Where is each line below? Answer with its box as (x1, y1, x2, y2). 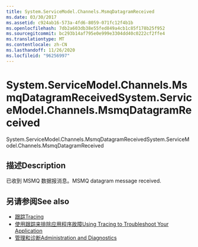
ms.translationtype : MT (6, 36, 65, 42)
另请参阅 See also (6, 196, 70, 206)
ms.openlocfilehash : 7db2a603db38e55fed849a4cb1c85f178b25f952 (6, 25, 165, 31)
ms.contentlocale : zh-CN (6, 42, 67, 48)
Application (14, 227, 43, 235)
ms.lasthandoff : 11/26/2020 (6, 47, 76, 53)
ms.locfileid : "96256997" (6, 53, 70, 59)
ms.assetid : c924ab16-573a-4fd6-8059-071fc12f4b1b (6, 20, 134, 25)
